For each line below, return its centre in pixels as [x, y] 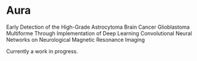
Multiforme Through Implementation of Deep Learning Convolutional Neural [99, 33]
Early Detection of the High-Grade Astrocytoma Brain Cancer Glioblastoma [98, 27]
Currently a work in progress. [42, 51]
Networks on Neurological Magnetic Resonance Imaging [76, 39]
